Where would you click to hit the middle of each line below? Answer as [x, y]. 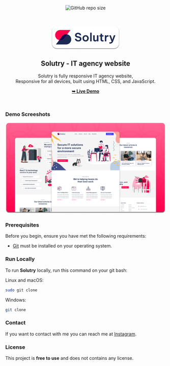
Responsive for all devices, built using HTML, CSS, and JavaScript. [86, 81]
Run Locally [20, 259]
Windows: [16, 300]
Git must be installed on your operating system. [62, 246]
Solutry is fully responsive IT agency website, [86, 76]
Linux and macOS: [24, 280]
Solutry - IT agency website [86, 64]
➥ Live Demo [86, 91]
